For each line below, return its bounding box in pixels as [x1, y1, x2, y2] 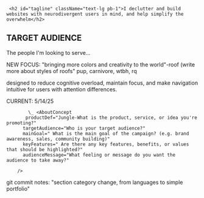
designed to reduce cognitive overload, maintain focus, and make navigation [6, 79, 199, 87]
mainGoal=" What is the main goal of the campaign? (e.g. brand [22, 130, 189, 136]
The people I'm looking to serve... [6, 49, 91, 56]
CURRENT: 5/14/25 [6, 97, 54, 105]
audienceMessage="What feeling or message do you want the [22, 152, 175, 158]
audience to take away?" [6, 157, 69, 163]
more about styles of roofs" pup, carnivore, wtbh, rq [6, 67, 137, 74]
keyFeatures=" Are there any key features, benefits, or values [22, 141, 189, 147]
